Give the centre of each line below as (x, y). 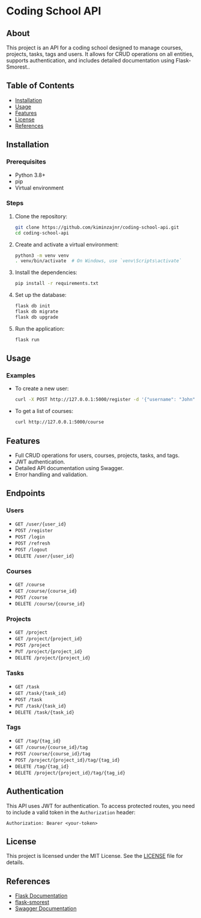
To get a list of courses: (44, 411)
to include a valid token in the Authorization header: (71, 812)
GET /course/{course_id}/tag (51, 747)
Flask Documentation (41, 896)
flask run (27, 340)
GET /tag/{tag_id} (38, 741)
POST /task (28, 699)
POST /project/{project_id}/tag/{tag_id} (67, 760)
